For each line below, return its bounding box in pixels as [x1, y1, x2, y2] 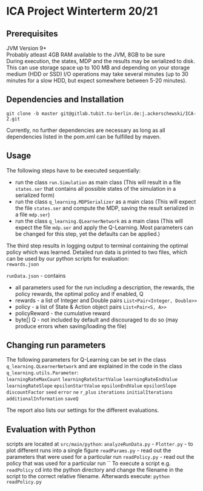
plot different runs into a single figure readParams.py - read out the [6, 447, 171, 454]
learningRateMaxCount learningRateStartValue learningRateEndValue [6, 377, 178, 383]
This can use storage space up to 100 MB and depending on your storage [6, 64, 190, 71]
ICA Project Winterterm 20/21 [6, 4, 158, 18]
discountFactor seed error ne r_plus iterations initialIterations [6, 390, 173, 396]
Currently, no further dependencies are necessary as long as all [6, 126, 165, 134]
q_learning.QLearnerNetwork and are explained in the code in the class [6, 363, 182, 370]
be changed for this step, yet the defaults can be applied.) [15, 230, 161, 238]
